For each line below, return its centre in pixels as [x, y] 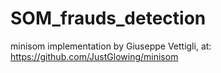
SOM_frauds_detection [108, 18]
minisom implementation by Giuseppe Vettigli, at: [111, 46]
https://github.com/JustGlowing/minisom [94, 56]
